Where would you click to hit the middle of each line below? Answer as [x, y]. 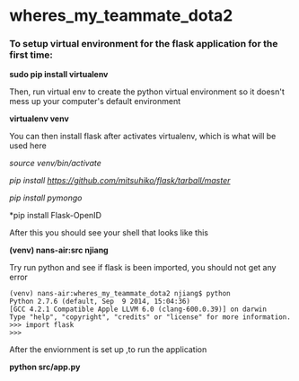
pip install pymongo [46, 198]
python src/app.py [45, 367]
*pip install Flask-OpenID [55, 216]
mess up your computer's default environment [95, 102]
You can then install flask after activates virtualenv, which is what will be [143, 137]
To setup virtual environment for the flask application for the [144, 44]
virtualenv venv [39, 119]
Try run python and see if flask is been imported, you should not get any [143, 268]
